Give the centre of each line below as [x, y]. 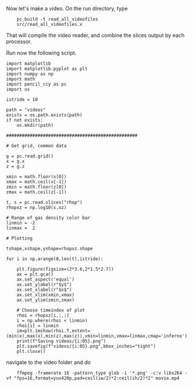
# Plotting [19, 238]
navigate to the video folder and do [48, 362]
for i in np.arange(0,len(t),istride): [55, 259]
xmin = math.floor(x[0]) [36, 177]
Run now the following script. [41, 53]
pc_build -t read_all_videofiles [57, 19]
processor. [19, 41]
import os [18, 89]
